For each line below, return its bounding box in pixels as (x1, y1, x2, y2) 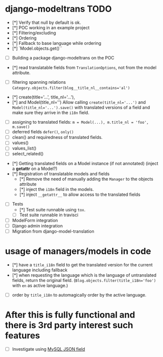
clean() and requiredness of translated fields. (12, 134, 103, 140)
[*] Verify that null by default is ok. (12, 19, 81, 25)
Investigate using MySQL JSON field (12, 346, 85, 352)
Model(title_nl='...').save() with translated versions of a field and (12, 105, 150, 111)
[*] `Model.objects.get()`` (12, 45, 62, 51)
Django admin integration (12, 223, 63, 228)
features (5, 330, 40, 341)
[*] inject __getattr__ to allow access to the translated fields (19, 191, 141, 198)
